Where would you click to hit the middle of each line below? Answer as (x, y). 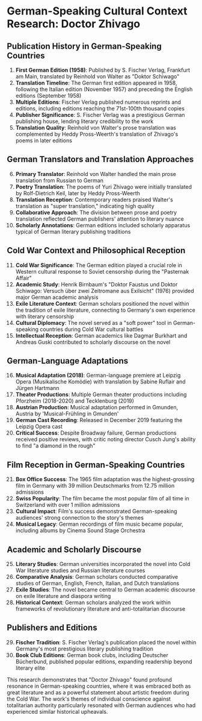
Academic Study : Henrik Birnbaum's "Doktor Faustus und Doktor (96, 284)
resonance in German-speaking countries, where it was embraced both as (99, 686)
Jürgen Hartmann (37, 388)
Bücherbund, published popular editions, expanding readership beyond (104, 661)
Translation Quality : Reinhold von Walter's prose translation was (96, 128)
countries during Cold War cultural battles (91, 329)
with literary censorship (45, 316)
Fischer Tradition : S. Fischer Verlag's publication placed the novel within (106, 642)
